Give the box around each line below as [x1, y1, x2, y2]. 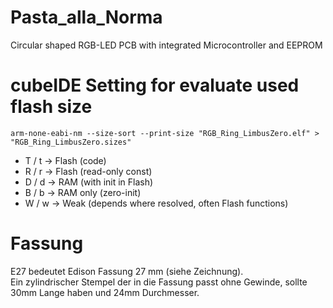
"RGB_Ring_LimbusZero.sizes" [10, 137, 132, 147]
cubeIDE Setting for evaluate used [10, 74, 300, 97]
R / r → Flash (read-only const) [24, 165, 153, 177]
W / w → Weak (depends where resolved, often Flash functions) [24, 197, 289, 209]
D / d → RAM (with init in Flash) [24, 176, 154, 188]
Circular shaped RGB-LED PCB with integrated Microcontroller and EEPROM [10, 39, 323, 51]
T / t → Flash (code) [24, 154, 107, 166]
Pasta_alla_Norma [10, 6, 163, 29]
